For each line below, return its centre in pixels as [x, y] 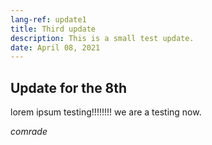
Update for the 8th [69, 87]
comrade [29, 132]
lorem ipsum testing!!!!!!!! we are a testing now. [106, 112]
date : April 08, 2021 [55, 47]
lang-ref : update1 [48, 19]
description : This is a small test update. [102, 38]
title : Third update [53, 29]
